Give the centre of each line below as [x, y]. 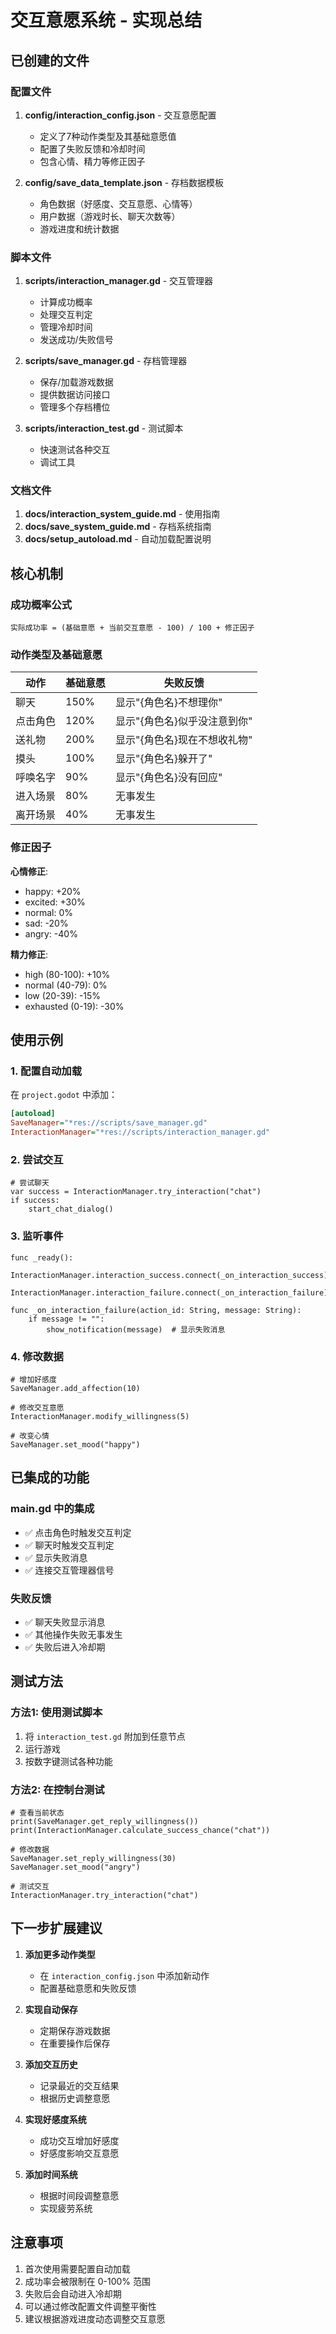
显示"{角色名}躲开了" [164, 759]
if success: [35, 1201]
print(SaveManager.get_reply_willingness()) [104, 1821]
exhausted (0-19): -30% [74, 1006]
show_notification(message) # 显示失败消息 [136, 1329]
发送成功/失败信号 [76, 340]
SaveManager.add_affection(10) [75, 1388]
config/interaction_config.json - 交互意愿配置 [120, 115]
